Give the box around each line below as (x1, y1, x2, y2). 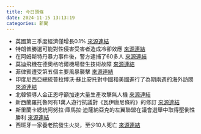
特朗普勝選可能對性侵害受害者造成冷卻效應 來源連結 (15, 45, 145, 52)
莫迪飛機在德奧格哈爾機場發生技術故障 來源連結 (15, 60, 135, 68)
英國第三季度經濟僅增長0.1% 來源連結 (15, 38, 109, 45)
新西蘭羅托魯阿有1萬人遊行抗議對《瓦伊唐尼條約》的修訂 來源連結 (15, 99, 180, 106)
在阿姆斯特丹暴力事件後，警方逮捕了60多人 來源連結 (15, 53, 147, 60)
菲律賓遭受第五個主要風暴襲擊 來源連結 (15, 68, 114, 76)
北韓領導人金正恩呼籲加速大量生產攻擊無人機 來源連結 (15, 91, 151, 98)
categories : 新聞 (6, 20, 49, 26)
